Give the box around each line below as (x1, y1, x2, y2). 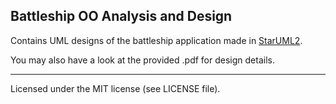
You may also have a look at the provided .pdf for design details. (10, 54, 275, 66)
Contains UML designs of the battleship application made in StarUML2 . (10, 34, 303, 46)
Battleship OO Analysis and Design (10, 8, 233, 25)
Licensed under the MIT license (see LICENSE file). (10, 82, 221, 94)
